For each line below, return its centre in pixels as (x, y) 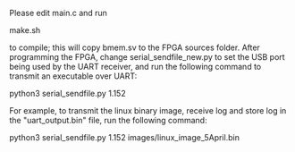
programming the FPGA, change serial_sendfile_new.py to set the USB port (147, 57)
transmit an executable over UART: (73, 76)
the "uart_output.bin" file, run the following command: (108, 120)
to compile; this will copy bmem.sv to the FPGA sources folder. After (135, 47)
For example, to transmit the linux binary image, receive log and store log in (148, 110)
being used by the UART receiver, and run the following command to (135, 67)
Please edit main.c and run (58, 13)
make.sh (25, 30)
